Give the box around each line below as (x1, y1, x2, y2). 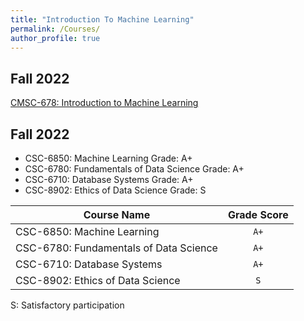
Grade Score (227, 208, 289, 221)
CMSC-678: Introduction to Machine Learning (10, 97, 199, 109)
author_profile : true (10, 33, 101, 43)
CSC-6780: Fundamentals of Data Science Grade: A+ (24, 163, 245, 175)
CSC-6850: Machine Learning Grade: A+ (24, 152, 193, 164)
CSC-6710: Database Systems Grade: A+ (24, 174, 194, 185)
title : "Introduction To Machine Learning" (10, 14, 195, 25)
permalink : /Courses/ (10, 24, 101, 34)
